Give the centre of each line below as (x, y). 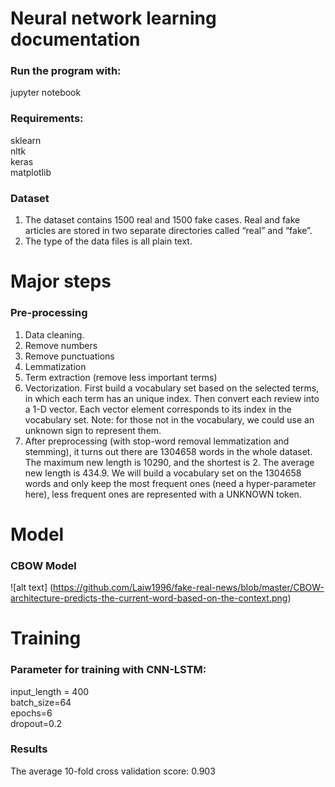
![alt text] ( (32, 588)
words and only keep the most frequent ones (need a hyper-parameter (170, 483)
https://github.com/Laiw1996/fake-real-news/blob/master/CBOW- (189, 588)
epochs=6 (31, 713)
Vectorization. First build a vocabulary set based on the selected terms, (172, 388)
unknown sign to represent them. (93, 430)
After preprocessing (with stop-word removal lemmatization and (157, 441)
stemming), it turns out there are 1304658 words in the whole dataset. (168, 451)
